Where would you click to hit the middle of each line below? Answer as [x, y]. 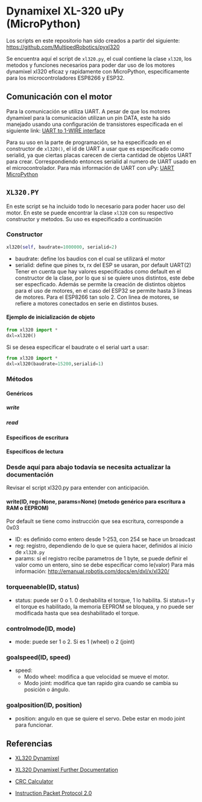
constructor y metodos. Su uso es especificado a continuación [84, 219]
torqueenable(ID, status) [43, 587]
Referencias [30, 743]
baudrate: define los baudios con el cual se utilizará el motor [90, 258]
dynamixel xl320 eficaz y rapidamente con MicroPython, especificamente [98, 71]
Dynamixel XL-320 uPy [65, 11]
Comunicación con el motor [59, 97]
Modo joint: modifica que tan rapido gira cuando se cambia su [101, 683]
